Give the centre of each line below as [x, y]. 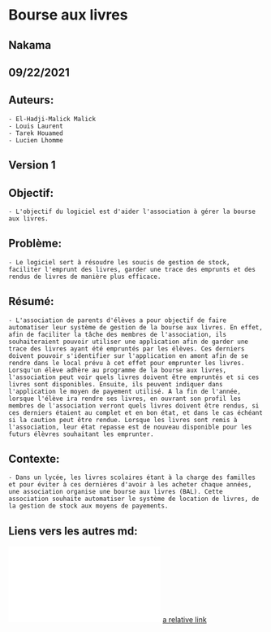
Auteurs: [31, 100]
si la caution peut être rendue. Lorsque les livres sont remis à [123, 420]
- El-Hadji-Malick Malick [52, 119]
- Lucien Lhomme [36, 140]
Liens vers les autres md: [73, 531]
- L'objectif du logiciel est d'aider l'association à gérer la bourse [132, 211]
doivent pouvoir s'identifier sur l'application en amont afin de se [129, 355]
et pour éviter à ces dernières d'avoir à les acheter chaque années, [130, 485]
